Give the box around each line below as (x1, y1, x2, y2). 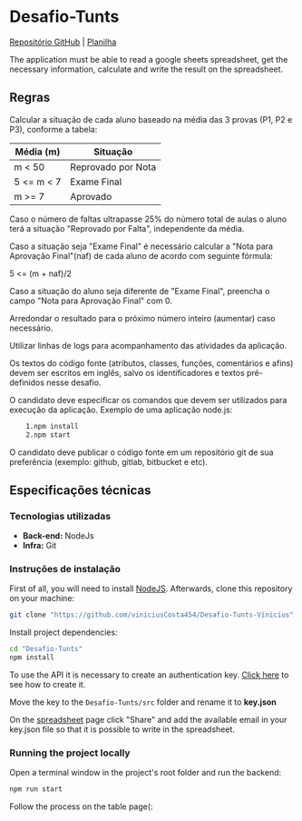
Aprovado (70, 190, 112, 203)
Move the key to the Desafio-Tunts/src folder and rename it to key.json (9, 697, 277, 707)
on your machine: (9, 593, 75, 604)
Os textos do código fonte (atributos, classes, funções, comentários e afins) (9, 357, 294, 369)
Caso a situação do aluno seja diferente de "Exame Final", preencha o (9, 285, 270, 296)
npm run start (9, 785, 63, 794)
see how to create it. (9, 679, 86, 690)
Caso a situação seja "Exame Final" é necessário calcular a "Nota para (9, 241, 274, 252)
